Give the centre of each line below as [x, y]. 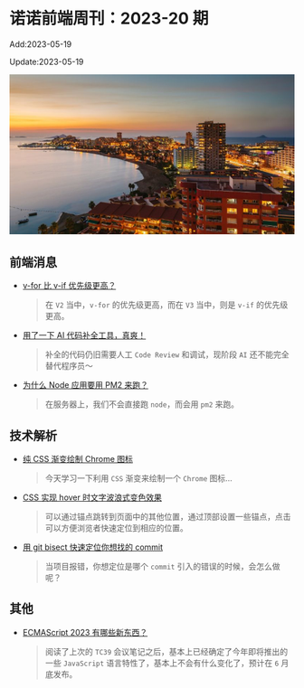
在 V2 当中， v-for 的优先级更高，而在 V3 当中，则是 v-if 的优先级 [166, 305]
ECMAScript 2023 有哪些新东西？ [85, 632]
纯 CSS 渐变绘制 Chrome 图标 [78, 459]
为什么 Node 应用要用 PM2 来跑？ [85, 385]
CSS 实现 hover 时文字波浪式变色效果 [92, 497]
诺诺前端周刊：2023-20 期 [109, 19]
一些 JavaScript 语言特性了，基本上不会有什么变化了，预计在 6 [162, 663]
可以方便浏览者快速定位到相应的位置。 [116, 528]
